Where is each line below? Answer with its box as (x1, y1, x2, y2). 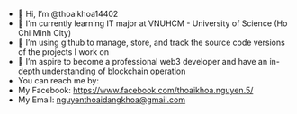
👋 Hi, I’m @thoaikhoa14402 (17, 9, 119, 19)
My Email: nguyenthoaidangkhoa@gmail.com (17, 94, 186, 105)
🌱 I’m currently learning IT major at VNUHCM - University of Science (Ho (17, 18, 288, 29)
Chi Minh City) (17, 28, 72, 38)
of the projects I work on (17, 47, 110, 57)
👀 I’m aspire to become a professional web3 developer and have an (17, 57, 268, 66)
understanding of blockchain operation (41, 66, 186, 76)
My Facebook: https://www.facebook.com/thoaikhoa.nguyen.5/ (17, 85, 254, 95)
